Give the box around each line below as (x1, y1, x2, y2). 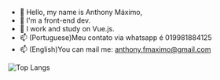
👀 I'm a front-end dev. (19, 16, 91, 25)
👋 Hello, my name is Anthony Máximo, (19, 8, 143, 16)
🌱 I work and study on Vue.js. (19, 24, 115, 33)
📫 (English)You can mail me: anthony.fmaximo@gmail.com (19, 45, 211, 54)
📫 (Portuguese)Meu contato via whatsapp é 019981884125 (19, 33, 212, 42)
